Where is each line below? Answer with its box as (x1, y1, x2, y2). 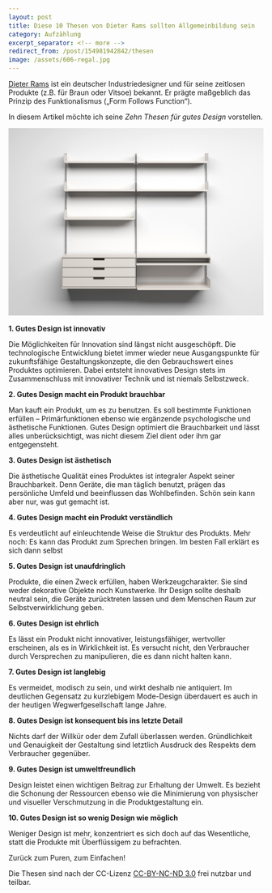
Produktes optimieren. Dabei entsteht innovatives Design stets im (8, 365, 226, 374)
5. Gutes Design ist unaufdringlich (8, 561, 125, 570)
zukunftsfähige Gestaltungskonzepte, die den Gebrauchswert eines (8, 357, 234, 366)
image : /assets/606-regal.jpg (8, 56, 111, 64)
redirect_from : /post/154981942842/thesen (8, 47, 154, 56)
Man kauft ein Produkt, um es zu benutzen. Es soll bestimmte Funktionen (8, 405, 252, 415)
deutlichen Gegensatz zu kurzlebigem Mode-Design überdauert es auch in (8, 691, 258, 701)
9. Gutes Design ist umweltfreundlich (8, 764, 136, 774)
